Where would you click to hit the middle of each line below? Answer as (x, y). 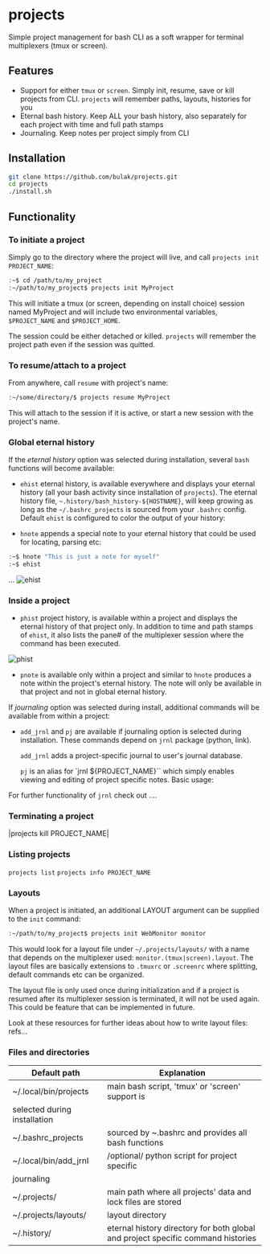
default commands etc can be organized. (76, 974)
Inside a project (39, 600)
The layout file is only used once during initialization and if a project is (124, 990)
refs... (18, 1031)
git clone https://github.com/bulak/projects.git (93, 177)
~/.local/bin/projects (51, 1092)
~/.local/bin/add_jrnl (51, 1161)
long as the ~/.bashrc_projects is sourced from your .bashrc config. (133, 510)
